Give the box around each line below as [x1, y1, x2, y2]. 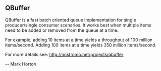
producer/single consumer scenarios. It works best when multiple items [5, 22, 152, 28]
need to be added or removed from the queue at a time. [5, 27, 119, 33]
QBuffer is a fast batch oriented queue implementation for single [5, 17, 136, 23]
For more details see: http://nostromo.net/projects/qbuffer [5, 51, 124, 57]
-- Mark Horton [5, 61, 36, 67]
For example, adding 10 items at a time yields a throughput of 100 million [5, 37, 153, 43]
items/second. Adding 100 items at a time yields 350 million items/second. [5, 42, 157, 48]
